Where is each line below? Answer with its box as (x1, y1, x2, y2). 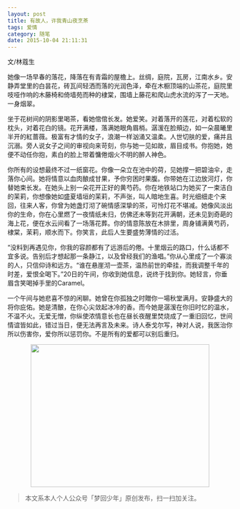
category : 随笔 (7, 30, 51, 38)
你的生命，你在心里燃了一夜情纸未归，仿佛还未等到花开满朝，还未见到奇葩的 (7, 210, 233, 218)
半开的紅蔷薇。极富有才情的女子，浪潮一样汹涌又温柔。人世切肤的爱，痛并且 (7, 133, 233, 141)
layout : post (7, 10, 46, 18)
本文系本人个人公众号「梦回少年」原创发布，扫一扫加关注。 (24, 494, 201, 503)
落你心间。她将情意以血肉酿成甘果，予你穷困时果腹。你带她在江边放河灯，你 (7, 174, 233, 183)
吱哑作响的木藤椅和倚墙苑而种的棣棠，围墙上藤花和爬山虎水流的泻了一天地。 (7, 91, 233, 99)
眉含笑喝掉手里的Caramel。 (7, 279, 89, 288)
